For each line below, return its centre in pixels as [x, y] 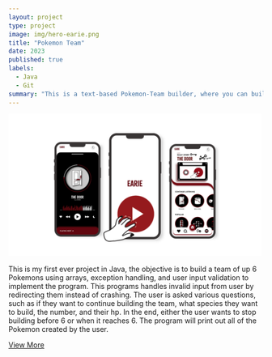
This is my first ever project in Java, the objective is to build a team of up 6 [133, 269]
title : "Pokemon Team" [47, 43]
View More [26, 345]
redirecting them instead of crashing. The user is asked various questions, [132, 295]
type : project [32, 25]
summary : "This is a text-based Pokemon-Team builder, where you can [128, 94]
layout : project [36, 17]
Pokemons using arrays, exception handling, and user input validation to [129, 277]
